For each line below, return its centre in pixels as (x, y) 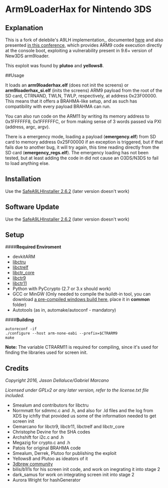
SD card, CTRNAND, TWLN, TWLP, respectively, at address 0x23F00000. (81, 96)
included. (15, 396)
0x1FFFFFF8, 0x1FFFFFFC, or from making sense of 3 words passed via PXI (83, 121)
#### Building (20, 320)
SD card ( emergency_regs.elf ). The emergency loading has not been (77, 153)
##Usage (15, 75)
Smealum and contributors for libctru (50, 405)
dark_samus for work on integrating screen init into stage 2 (73, 475)
